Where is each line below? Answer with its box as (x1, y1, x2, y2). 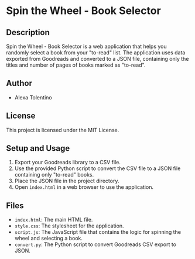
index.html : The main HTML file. (14, 216, 93, 223)
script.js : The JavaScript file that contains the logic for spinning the (14, 229, 182, 236)
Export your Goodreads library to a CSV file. (14, 159, 121, 166)
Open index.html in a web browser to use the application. (14, 184, 154, 191)
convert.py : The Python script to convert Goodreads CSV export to (14, 241, 177, 248)
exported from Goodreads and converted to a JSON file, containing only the (6, 56, 189, 62)
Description (6, 27, 50, 37)
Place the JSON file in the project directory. (14, 177, 119, 185)
